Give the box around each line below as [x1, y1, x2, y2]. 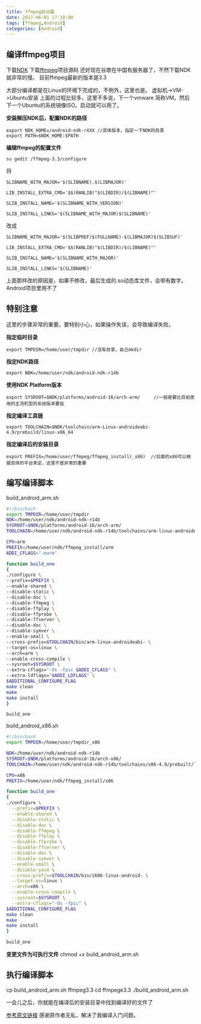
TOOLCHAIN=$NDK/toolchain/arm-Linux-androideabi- [25, 424, 151, 430]
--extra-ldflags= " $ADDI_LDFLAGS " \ [6, 673, 95, 679]
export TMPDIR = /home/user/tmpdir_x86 [6, 739, 100, 745]
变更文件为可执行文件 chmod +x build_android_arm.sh [6, 951, 139, 958]
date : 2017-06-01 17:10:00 [6, 14, 74, 20]
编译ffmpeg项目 [6, 49, 66, 59]
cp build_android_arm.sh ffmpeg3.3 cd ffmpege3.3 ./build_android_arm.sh [6, 986, 188, 993]
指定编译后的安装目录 [6, 440, 59, 447]
